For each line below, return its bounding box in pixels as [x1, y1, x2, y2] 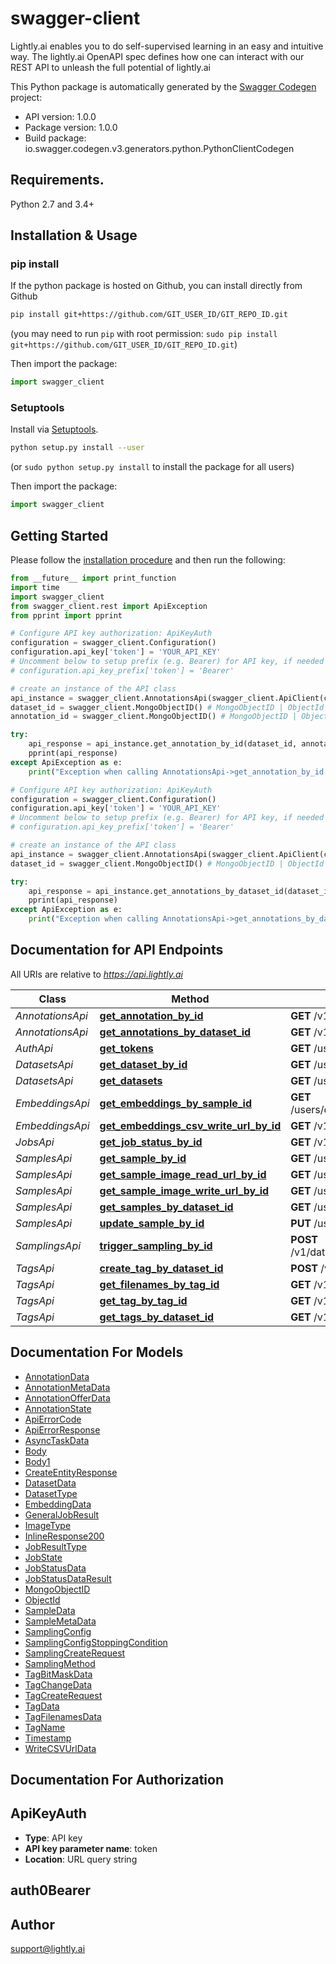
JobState [24, 1551, 63, 1563]
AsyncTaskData [24, 1434, 90, 1446]
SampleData [24, 1604, 76, 1616]
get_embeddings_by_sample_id [99, 1096, 253, 1110]
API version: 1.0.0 [24, 110, 97, 122]
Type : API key [24, 1832, 83, 1844]
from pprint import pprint [10, 610, 123, 621]
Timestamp [24, 1732, 72, 1744]
